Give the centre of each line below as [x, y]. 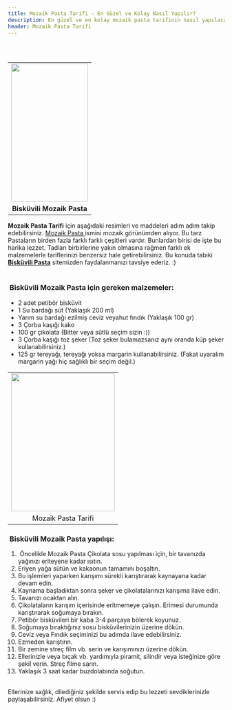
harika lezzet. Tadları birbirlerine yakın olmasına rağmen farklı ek [99, 248]
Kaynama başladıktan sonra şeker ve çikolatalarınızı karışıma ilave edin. [119, 590]
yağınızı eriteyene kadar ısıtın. [60, 561]
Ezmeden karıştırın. [45, 642]
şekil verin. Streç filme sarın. [58, 664]
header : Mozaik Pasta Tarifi [50, 26]
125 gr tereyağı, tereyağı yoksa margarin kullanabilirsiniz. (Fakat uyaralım [121, 354]
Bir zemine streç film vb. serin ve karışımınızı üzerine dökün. [103, 649]
